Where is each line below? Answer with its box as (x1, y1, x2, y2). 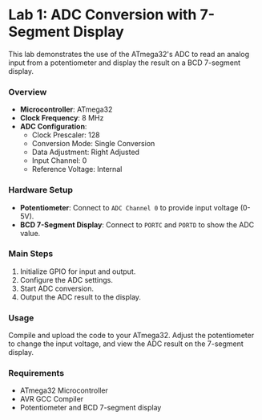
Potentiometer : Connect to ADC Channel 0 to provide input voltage (19, 202, 239, 212)
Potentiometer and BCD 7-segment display (19, 403, 162, 413)
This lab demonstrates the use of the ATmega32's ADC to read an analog (8, 49, 250, 59)
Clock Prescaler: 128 (31, 130, 100, 140)
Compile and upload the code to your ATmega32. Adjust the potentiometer (8, 331, 255, 340)
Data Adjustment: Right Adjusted (31, 147, 140, 157)
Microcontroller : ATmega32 (19, 104, 113, 114)
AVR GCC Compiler (19, 394, 84, 404)
